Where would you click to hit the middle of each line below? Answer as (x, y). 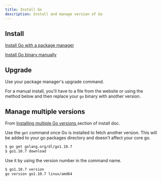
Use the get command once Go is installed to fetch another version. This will (81, 132)
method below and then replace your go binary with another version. (73, 96)
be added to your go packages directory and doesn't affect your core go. (78, 138)
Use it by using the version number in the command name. (63, 160)
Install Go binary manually (31, 55)
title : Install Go (23, 9)
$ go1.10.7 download (26, 151)
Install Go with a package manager (39, 45)
